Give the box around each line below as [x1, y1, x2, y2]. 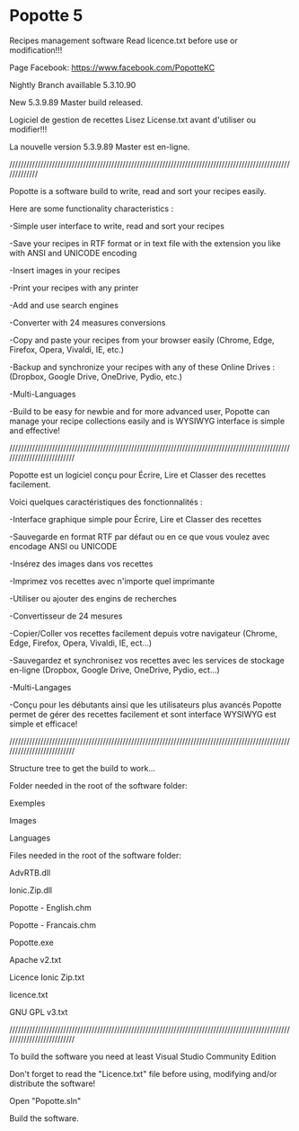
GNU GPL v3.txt [9, 1006, 68, 1017]
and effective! [9, 424, 61, 436]
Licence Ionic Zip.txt [9, 972, 85, 983]
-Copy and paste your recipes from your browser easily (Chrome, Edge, [9, 334, 276, 345]
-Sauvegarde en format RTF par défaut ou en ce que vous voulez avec [9, 531, 270, 542]
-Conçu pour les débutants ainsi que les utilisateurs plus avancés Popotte [9, 699, 282, 710]
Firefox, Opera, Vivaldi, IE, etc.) [9, 343, 124, 355]
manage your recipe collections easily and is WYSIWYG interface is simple [9, 415, 286, 426]
